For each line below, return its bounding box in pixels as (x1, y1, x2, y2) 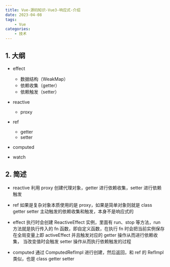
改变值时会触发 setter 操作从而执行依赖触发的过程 (27, 238, 131, 244)
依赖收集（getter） (20, 82, 60, 88)
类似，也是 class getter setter (12, 255, 75, 261)
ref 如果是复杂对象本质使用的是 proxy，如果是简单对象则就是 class (12, 202, 153, 208)
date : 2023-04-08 (5, 12, 42, 17)
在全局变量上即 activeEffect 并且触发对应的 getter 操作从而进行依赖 (12, 232, 154, 238)
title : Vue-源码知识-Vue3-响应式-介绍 (5, 7, 80, 13)
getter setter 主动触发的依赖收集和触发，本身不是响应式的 (12, 208, 134, 214)
